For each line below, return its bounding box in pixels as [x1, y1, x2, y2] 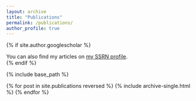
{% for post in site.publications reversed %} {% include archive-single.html [6, 83, 191, 90]
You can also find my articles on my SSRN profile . [6, 53, 128, 60]
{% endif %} [6, 59, 37, 67]
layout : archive [6, 8, 46, 15]
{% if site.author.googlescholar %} [6, 42, 91, 49]
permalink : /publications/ [6, 20, 73, 26]
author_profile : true [6, 25, 60, 31]
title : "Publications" [6, 14, 63, 20]
